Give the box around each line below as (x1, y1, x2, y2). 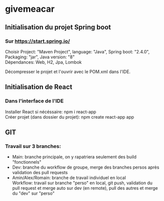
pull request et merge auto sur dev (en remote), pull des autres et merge (12, 185, 158, 191)
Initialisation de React (5, 83, 72, 91)
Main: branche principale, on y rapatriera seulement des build (12, 154, 137, 160)
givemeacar (5, 3, 55, 15)
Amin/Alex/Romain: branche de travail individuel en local (12, 175, 126, 181)
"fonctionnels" (12, 159, 42, 165)
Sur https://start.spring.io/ (5, 38, 70, 45)
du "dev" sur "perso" (12, 190, 55, 197)
